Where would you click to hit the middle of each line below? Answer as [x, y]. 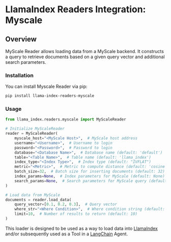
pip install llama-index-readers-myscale [50, 96]
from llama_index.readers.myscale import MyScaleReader [66, 119]
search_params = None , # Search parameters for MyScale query [80, 181]
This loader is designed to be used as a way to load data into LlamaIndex [81, 228]
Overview [21, 39]
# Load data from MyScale [33, 195]
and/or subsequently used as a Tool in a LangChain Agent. [67, 234]
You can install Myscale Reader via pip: [46, 87]
